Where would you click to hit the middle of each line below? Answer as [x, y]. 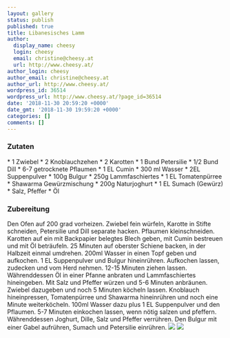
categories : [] [29, 116]
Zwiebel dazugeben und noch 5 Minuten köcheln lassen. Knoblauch [103, 290]
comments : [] [26, 122]
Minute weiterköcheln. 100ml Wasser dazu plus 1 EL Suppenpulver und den [114, 305]
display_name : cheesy [44, 46]
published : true [30, 26]
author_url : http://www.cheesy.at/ [58, 84]
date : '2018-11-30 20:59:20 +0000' [58, 103]
